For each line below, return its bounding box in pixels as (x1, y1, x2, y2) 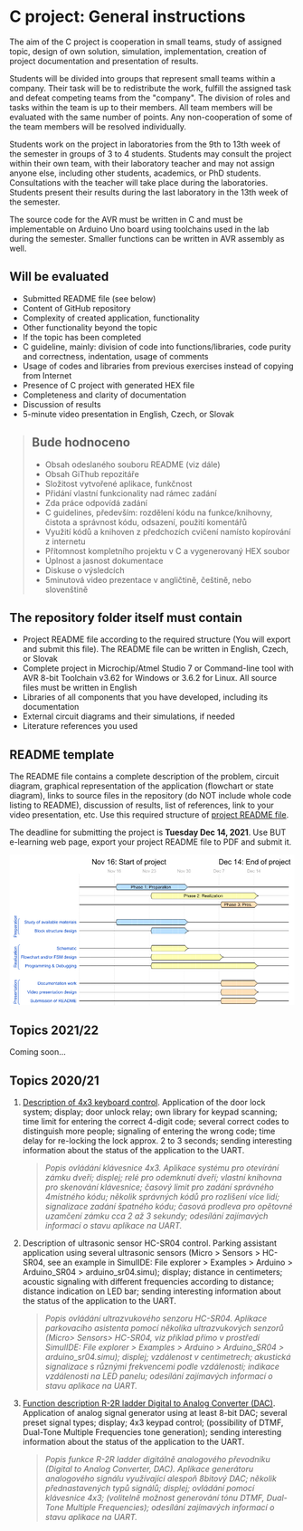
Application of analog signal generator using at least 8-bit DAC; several (22, 1408, 288, 1419)
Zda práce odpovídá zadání (44, 497, 147, 508)
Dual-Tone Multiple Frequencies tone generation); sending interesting (22, 1427, 282, 1438)
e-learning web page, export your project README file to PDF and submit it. (9, 837, 292, 847)
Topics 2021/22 (9, 1022, 99, 1038)
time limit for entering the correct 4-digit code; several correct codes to (22, 1116, 289, 1127)
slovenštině (44, 584, 89, 595)
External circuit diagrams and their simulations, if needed (22, 711, 235, 722)
